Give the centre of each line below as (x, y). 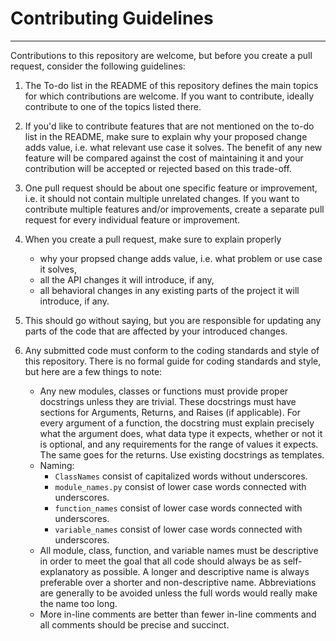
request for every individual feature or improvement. (132, 219)
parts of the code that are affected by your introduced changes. (156, 331)
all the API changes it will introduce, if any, (127, 279)
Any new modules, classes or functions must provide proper (164, 391)
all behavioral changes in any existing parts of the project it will (169, 290)
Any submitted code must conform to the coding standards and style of (172, 350)
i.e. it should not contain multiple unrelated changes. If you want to (162, 198)
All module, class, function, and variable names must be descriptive (179, 550)
